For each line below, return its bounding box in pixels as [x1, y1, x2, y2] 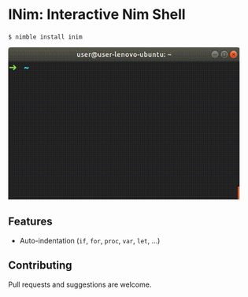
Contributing [8, 258, 72, 273]
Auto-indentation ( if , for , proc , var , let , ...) [19, 236, 161, 245]
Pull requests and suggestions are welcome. [8, 280, 152, 289]
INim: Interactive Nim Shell [8, 6, 187, 24]
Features [8, 215, 53, 228]
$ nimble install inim [8, 33, 83, 41]
